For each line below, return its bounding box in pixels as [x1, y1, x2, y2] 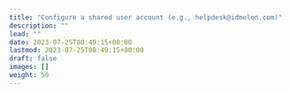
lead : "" [9, 29, 42, 38]
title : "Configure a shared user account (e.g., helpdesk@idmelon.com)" [9, 12, 283, 22]
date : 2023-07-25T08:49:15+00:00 [9, 37, 133, 47]
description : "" [9, 21, 69, 30]
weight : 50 [9, 71, 50, 80]
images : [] [9, 63, 50, 72]
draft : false [9, 54, 57, 63]
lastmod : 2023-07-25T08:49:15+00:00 [9, 46, 144, 55]
